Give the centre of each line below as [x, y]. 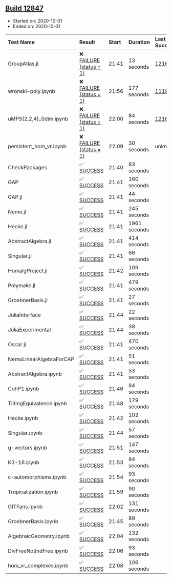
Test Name [21, 42]
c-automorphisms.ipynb [37, 477]
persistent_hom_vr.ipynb [37, 146]
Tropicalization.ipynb [33, 492]
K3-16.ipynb [24, 462]
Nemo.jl [17, 211]
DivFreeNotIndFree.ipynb [38, 551]
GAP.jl [15, 197]
